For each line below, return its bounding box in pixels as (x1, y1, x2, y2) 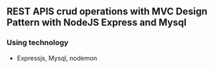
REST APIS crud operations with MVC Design (6, 6, 208, 18)
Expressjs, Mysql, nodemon (16, 54, 98, 62)
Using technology (6, 38, 69, 48)
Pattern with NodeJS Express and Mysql (6, 17, 187, 29)
